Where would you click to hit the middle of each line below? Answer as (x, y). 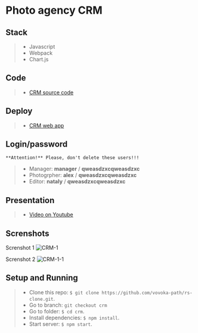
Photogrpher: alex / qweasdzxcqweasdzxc (83, 175)
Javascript (42, 46)
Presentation (30, 200)
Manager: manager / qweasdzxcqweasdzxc (84, 169)
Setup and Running (42, 278)
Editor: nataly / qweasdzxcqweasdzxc (77, 182)
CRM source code (51, 92)
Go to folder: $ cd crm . (57, 311)
